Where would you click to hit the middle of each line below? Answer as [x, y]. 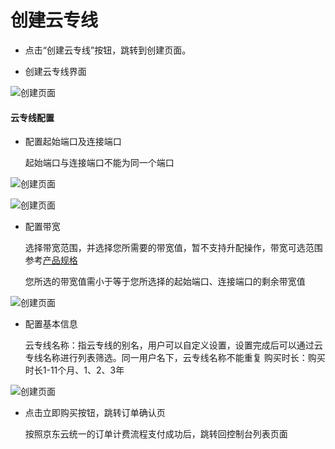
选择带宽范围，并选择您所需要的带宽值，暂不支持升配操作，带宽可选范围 [173, 248]
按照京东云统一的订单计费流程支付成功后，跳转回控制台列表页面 [156, 434]
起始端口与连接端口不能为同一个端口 [99, 163]
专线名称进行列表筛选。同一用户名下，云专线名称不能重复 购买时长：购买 [175, 358]
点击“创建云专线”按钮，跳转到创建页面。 [108, 50]
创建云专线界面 [55, 71]
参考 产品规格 [51, 260]
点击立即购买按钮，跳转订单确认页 [95, 413]
